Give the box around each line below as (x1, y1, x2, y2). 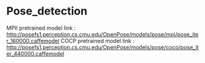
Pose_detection (6, 4, 88, 18)
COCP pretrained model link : (60, 37, 135, 44)
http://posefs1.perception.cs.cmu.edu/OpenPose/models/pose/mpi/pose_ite (6, 30, 199, 38)
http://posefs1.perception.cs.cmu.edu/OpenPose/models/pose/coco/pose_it (6, 44, 199, 51)
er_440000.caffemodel (6, 50, 64, 57)
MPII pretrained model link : (6, 24, 76, 31)
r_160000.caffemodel (6, 37, 60, 44)
